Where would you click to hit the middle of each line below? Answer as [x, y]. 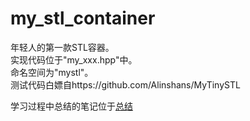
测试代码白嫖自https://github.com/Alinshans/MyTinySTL [125, 84]
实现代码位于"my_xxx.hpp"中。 [74, 59]
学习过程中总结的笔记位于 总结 [71, 106]
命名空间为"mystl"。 [52, 72]
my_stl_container [83, 18]
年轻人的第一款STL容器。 [62, 47]
